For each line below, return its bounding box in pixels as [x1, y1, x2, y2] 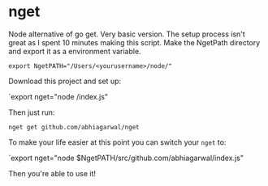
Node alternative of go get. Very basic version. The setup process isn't [8, 29, 245, 39]
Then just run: [8, 108, 55, 117]
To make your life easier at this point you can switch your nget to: [8, 137, 227, 147]
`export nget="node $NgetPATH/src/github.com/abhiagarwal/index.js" [8, 153, 244, 163]
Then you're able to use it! [8, 168, 96, 178]
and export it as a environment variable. [8, 46, 141, 56]
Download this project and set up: [8, 76, 122, 86]
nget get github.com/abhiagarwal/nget [8, 123, 140, 131]
